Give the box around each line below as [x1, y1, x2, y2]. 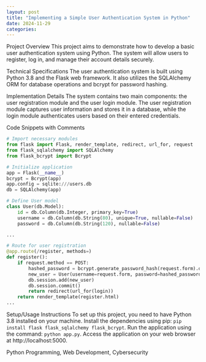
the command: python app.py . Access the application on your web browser [6, 330, 196, 337]
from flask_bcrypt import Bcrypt [6, 153, 92, 159]
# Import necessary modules [6, 136, 78, 142]
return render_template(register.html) [17, 294, 120, 300]
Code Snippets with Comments [6, 124, 85, 132]
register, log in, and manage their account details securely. [6, 56, 154, 63]
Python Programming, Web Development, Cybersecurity [6, 349, 148, 356]
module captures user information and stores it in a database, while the [6, 105, 186, 113]
